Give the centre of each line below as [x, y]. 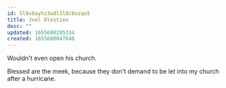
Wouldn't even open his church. [52, 58]
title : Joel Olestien [38, 20]
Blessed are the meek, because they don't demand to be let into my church [113, 72]
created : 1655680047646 [41, 39]
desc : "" [20, 26]
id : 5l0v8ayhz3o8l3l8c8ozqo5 [49, 13]
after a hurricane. [32, 78]
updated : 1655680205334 [41, 32]
